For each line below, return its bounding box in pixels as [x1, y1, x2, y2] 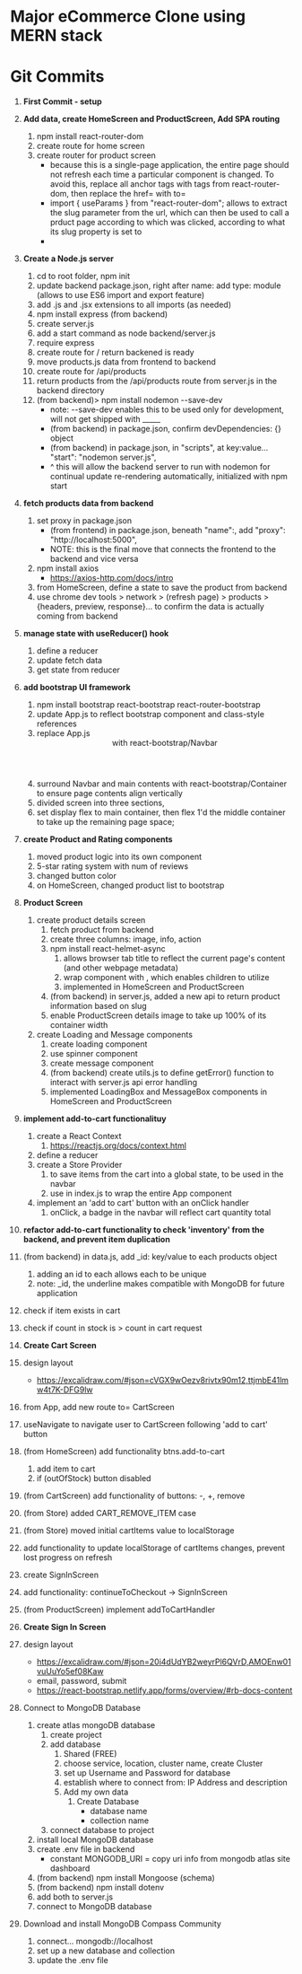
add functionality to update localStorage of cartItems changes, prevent [22, 1542, 286, 1554]
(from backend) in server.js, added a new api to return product [49, 991, 280, 1002]
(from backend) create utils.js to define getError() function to [49, 1067, 274, 1078]
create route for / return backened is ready [36, 347, 195, 358]
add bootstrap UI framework [22, 682, 131, 693]
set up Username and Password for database [63, 1768, 231, 1778]
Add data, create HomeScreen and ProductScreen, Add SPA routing [22, 114, 280, 125]
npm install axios [36, 563, 99, 574]
